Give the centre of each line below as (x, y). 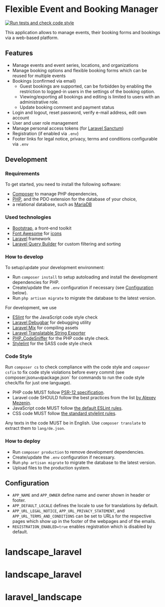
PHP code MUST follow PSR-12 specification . (58, 392)
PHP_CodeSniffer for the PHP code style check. (61, 338)
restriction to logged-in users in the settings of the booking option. (87, 91)
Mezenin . (22, 403)
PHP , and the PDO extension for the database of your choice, (75, 199)
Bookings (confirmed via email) (44, 81)
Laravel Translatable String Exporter (49, 333)
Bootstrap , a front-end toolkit (42, 228)
